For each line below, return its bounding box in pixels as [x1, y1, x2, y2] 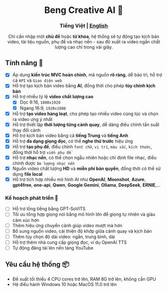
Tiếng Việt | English [59, 22, 108, 29]
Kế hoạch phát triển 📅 [5, 194, 58, 201]
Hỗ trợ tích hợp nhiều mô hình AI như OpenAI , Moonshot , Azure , [12, 176, 146, 182]
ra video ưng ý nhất [12, 116, 53, 122]
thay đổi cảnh [12, 127, 41, 133]
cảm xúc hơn [12, 217, 39, 223]
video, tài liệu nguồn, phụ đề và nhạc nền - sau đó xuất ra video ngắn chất [7, 39, 161, 45]
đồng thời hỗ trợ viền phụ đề [12, 149, 71, 155]
